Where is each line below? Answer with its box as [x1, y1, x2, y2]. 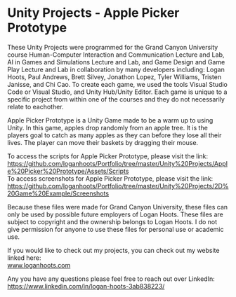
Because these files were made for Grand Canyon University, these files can [7, 202, 228, 211]
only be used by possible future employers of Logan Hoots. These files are [7, 210, 223, 219]
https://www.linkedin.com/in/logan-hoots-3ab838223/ [7, 282, 165, 290]
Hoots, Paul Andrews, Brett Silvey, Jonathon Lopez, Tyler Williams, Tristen [7, 72, 222, 81]
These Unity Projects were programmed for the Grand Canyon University [7, 43, 218, 51]
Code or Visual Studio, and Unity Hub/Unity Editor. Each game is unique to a [7, 88, 228, 96]
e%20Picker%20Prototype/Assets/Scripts [7, 167, 129, 175]
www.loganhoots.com [7, 261, 71, 269]
